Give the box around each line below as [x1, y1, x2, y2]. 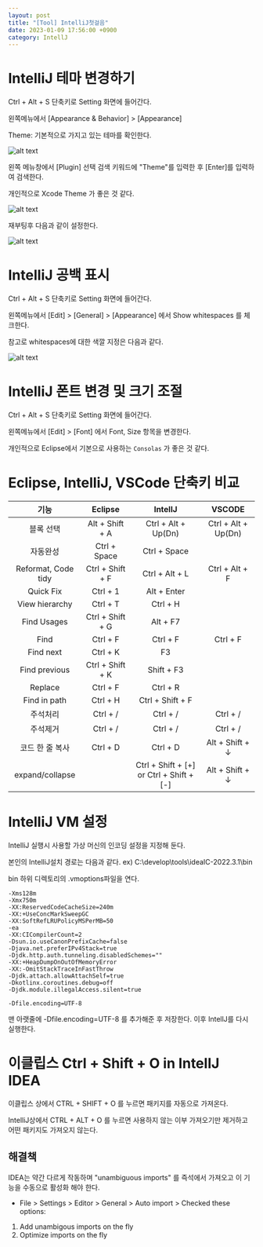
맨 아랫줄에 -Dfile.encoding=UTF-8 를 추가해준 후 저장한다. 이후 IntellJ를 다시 [8, 1014, 249, 1023]
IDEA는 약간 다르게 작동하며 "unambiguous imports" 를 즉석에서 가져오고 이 [8, 1172, 243, 1182]
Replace [30, 682, 60, 693]
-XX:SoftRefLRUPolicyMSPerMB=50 [8, 916, 113, 925]
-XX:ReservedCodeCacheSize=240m [8, 903, 113, 911]
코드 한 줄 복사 [20, 743, 70, 753]
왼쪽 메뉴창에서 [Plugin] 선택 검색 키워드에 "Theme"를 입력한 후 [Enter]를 [8, 163, 234, 172]
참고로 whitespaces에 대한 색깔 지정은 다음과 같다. [8, 337, 164, 346]
